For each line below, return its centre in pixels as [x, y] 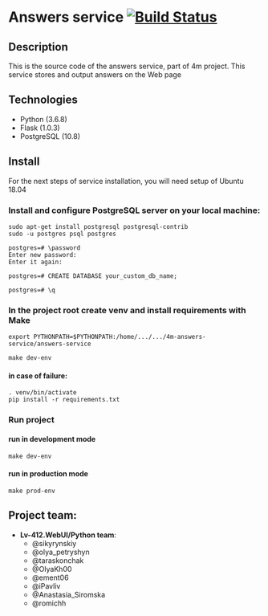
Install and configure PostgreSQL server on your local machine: [134, 210]
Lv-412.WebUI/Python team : [68, 535]
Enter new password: [43, 255]
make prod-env [32, 491]
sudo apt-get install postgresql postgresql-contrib [98, 226]
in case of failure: [38, 375]
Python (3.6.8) [44, 119]
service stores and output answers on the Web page [95, 75]
